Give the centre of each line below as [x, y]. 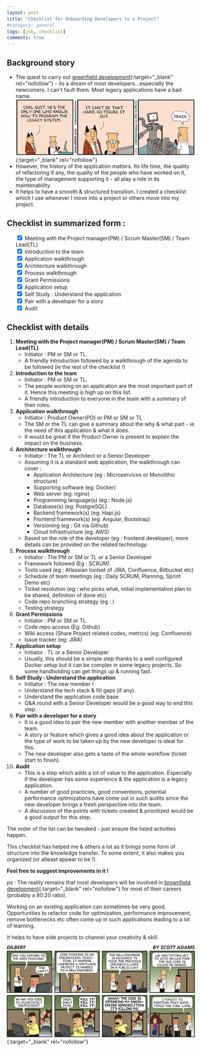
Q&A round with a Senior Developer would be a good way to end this [109, 703]
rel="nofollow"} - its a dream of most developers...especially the [94, 83]
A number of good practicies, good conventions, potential [95, 792]
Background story [41, 63]
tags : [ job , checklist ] [36, 32]
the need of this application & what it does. [77, 430]
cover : [33, 469]
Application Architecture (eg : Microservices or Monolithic [104, 475]
